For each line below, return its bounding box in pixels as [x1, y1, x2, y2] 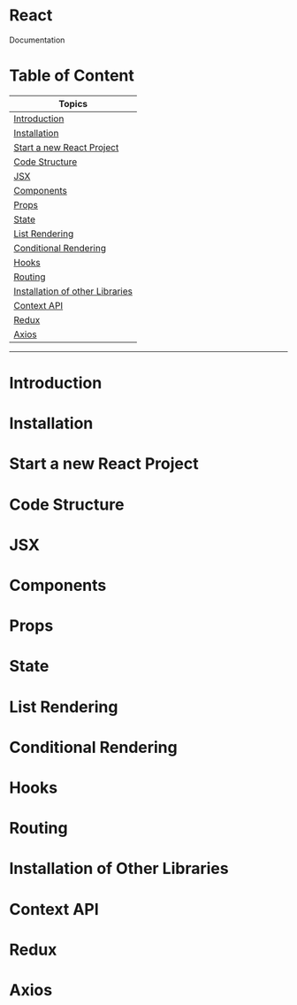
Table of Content [9, 65, 135, 86]
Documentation [9, 35, 65, 45]
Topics [58, 97, 88, 110]
